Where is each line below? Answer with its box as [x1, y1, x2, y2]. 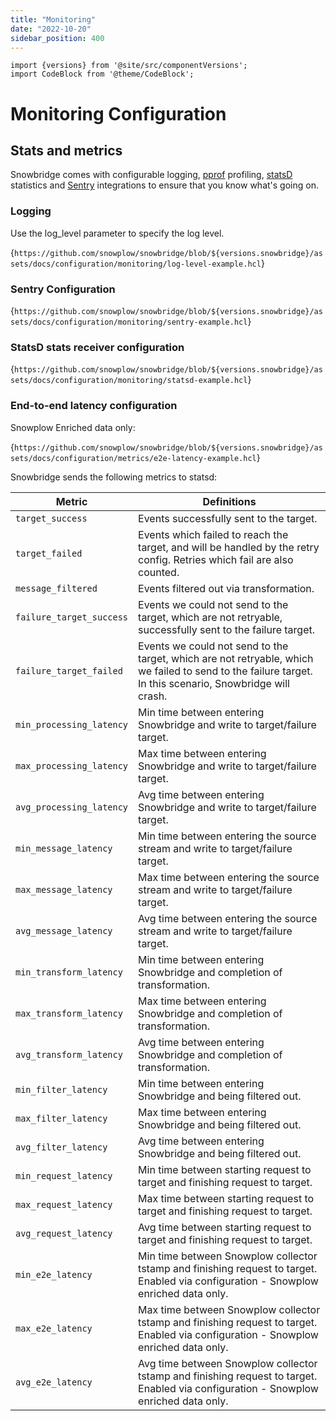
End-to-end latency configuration [10, 399, 178, 413]
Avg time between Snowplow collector [138, 1356, 318, 1370]
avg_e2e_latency [15, 1376, 93, 1388]
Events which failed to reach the [138, 527, 289, 541]
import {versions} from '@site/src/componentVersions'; [10, 61, 248, 71]
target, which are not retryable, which [138, 651, 314, 665]
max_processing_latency [15, 760, 129, 771]
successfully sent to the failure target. [138, 622, 315, 636]
